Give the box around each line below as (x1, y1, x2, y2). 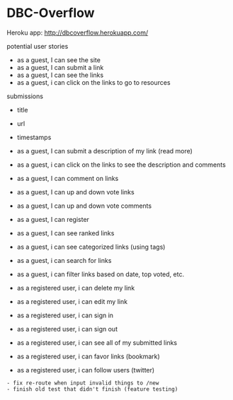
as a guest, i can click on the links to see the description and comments (16, 160, 226, 169)
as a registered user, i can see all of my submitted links (16, 338, 178, 347)
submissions (6, 92, 44, 100)
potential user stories (6, 42, 69, 50)
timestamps (16, 133, 52, 141)
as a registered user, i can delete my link (16, 283, 135, 292)
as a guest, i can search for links (16, 256, 112, 264)
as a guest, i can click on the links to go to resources (16, 78, 171, 86)
